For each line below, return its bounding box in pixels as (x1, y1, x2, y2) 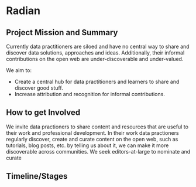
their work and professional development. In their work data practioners (6, 129, 180, 136)
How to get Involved (6, 107, 81, 118)
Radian (6, 4, 41, 18)
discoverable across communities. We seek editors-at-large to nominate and (6, 148, 191, 155)
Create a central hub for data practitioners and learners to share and (14, 78, 180, 85)
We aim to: (6, 67, 32, 74)
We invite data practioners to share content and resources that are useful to (6, 123, 189, 130)
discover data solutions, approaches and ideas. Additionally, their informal (6, 49, 185, 56)
